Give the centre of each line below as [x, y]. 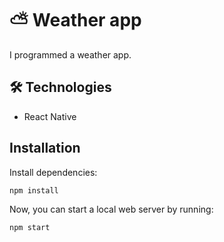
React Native [50, 116]
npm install [34, 190]
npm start [30, 227]
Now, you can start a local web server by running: [111, 209]
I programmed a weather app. [70, 54]
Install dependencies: [53, 172]
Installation [45, 148]
